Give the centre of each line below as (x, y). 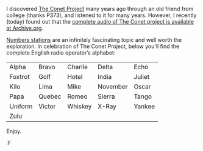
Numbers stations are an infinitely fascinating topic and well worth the (94, 40)
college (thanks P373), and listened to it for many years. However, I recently (101, 15)
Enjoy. (14, 131)
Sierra (106, 96)
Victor (47, 106)
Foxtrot (20, 77)
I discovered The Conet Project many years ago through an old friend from (100, 9)
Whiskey (79, 106)
